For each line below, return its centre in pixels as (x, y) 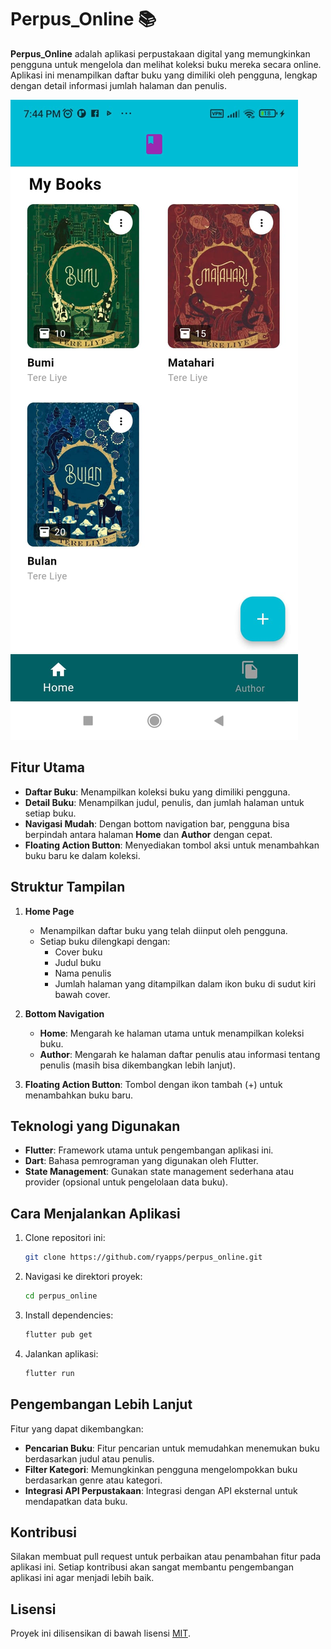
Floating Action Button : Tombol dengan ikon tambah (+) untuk (153, 1084)
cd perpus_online (61, 1296)
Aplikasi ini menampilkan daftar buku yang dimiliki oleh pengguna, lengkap (164, 75)
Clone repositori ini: (65, 1238)
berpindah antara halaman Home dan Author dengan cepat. (148, 834)
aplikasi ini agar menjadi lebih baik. (82, 1578)
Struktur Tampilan (68, 887)
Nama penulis (83, 973)
